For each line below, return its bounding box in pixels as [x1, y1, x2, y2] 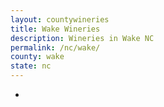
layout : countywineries [10, 14, 110, 25]
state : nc [10, 61, 52, 71]
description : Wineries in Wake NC [10, 33, 155, 43]
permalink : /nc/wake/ [10, 42, 101, 53]
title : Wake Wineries [10, 24, 101, 34]
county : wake [10, 52, 65, 62]
